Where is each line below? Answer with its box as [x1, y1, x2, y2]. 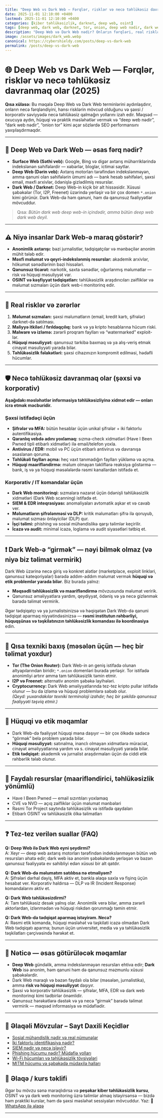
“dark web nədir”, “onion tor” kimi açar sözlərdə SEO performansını [5, 122, 139, 128]
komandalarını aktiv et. [5, 886, 50, 891]
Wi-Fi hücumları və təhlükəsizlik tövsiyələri [12, 1055, 98, 1061]
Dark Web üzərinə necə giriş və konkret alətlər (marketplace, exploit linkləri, [5, 568, 157, 574]
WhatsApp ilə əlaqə [5, 1103, 44, 1109]
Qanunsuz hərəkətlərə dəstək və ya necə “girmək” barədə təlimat [12, 998, 143, 1004]
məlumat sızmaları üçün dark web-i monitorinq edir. [12, 282, 115, 288]
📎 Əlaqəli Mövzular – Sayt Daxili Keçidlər [5, 1022, 130, 1030]
